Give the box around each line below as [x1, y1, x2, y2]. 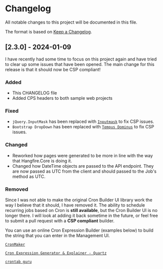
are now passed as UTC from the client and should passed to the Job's [12, 168, 157, 174]
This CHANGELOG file [12, 90, 58, 96]
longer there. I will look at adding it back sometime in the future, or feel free [5, 212, 159, 218]
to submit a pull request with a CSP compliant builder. [5, 217, 115, 224]
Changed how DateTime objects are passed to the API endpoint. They [12, 163, 154, 169]
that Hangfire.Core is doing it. [12, 158, 72, 164]
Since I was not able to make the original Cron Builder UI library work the [5, 197, 153, 203]
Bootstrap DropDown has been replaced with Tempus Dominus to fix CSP [12, 124, 154, 130]
